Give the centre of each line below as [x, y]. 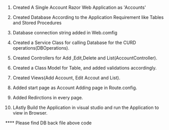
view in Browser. [30, 113]
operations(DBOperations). [41, 48]
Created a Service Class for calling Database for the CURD [74, 42]
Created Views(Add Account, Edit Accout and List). [66, 78]
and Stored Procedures [37, 23]
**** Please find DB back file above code [49, 123]
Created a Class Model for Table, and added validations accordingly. [84, 68]
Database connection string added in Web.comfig [65, 32]
